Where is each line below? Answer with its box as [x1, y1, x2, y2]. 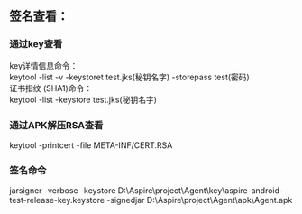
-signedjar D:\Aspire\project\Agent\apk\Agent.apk [106, 195, 293, 206]
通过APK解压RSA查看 [9, 118, 104, 131]
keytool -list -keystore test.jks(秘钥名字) [9, 94, 158, 105]
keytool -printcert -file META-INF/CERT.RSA [9, 139, 173, 151]
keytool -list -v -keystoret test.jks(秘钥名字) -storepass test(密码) [9, 71, 250, 82]
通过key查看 [9, 38, 63, 51]
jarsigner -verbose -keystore [9, 185, 116, 196]
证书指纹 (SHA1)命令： [9, 82, 93, 93]
